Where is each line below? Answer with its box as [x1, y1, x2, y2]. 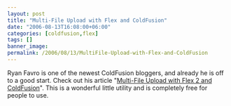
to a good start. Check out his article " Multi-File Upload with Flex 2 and [7, 76, 212, 84]
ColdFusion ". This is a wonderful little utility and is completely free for [7, 84, 208, 92]
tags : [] [7, 37, 33, 44]
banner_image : [7, 43, 49, 50]
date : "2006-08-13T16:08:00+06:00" [7, 23, 111, 30]
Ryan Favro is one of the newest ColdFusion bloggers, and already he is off [7, 68, 224, 77]
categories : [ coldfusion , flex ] [7, 29, 99, 37]
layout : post [7, 10, 45, 18]
